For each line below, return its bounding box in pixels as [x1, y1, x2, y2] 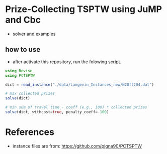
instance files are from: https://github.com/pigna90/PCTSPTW [12, 143, 142, 149]
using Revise [5, 68, 33, 73]
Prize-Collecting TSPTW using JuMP [5, 4, 162, 15]
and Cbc [5, 14, 41, 26]
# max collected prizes [5, 91, 55, 96]
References [5, 126, 54, 138]
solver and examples [12, 31, 56, 37]
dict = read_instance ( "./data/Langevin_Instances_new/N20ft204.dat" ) [5, 82, 154, 87]
